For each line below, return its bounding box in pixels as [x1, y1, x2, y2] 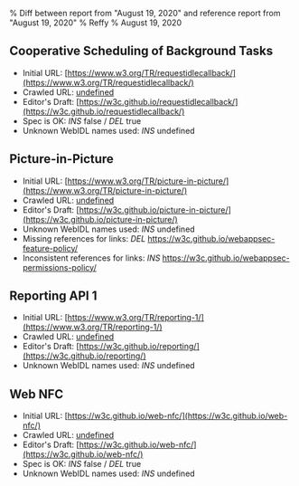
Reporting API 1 [9, 289, 98, 304]
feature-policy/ [22, 243, 79, 253]
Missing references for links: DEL [22, 233, 146, 243]
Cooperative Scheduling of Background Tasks [9, 43, 274, 59]
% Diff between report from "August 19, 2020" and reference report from [9, 8, 281, 18]
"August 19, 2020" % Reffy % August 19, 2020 [9, 17, 182, 28]
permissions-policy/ [22, 262, 97, 272]
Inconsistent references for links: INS [22, 253, 161, 263]
